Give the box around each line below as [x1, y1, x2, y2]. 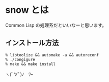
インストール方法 [5, 38, 59, 47]
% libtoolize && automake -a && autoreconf [5, 52, 99, 57]
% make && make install [5, 61, 56, 67]
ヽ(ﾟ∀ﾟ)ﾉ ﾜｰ [5, 71, 33, 77]
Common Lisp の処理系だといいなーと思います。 [5, 22, 107, 28]
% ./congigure [5, 57, 36, 62]
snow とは [5, 4, 49, 16]
